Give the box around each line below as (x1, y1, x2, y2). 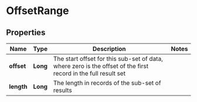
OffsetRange (6, 4, 69, 18)
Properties (6, 28, 46, 38)
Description (93, 45, 126, 53)
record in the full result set (53, 69, 126, 77)
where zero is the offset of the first (53, 62, 148, 70)
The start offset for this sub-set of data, (53, 55, 163, 63)
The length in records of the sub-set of (53, 79, 161, 87)
